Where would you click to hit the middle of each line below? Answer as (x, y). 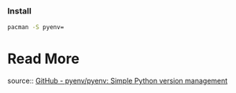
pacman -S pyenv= (36, 28)
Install (20, 11)
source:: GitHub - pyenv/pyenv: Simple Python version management (118, 81)
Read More (44, 59)
